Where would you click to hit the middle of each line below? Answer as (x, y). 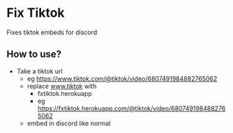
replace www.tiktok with (62, 86)
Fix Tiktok (36, 13)
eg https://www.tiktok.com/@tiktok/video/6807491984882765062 (122, 78)
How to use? (34, 54)
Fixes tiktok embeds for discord (52, 32)
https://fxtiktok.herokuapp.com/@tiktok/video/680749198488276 (131, 108)
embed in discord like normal (69, 123)
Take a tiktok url (40, 71)
